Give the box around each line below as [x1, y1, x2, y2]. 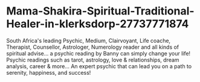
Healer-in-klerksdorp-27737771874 [6, 17, 189, 31]
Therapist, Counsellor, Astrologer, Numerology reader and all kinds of [6, 43, 179, 51]
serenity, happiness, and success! [6, 69, 91, 76]
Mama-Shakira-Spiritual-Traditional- [6, 4, 195, 18]
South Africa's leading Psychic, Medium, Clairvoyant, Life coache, [6, 37, 171, 44]
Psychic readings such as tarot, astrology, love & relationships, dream [6, 56, 179, 63]
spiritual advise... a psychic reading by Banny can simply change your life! [6, 49, 191, 57]
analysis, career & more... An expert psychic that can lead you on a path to [6, 62, 192, 70]
